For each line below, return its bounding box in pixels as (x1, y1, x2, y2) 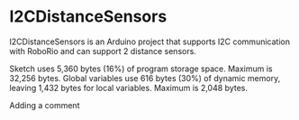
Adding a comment (9, 99, 80, 110)
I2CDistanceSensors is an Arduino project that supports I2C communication (9, 36, 291, 47)
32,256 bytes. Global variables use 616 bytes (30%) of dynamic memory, (9, 72, 281, 83)
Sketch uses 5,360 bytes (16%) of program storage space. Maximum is (9, 63, 273, 74)
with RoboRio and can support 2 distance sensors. (9, 45, 196, 56)
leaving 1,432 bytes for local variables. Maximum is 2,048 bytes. (9, 82, 248, 93)
